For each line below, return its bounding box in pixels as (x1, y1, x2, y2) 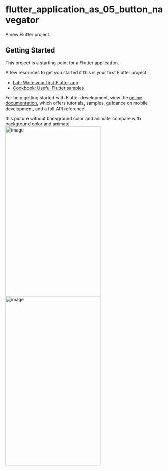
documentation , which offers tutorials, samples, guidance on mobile (5, 100, 148, 106)
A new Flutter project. (5, 31, 51, 37)
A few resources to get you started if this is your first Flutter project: (5, 69, 148, 75)
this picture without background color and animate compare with (5, 115, 141, 121)
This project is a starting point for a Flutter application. (5, 60, 119, 66)
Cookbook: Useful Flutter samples (12, 85, 85, 91)
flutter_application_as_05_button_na (5, 4, 163, 15)
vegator (5, 14, 39, 26)
